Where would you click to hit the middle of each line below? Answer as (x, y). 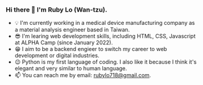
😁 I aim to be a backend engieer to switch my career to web (91, 49)
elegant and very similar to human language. (71, 69)
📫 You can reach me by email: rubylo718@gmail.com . (83, 75)
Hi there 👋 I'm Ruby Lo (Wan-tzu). (57, 10)
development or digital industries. (57, 56)
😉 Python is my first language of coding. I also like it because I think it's (105, 62)
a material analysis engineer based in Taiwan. (72, 30)
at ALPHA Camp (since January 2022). (63, 42)
